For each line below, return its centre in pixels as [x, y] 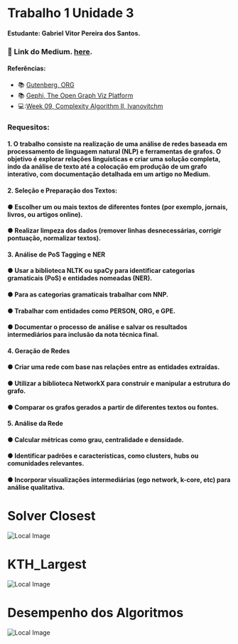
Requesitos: [28, 127]
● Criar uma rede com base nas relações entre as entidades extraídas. [114, 367]
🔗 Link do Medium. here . [50, 51]
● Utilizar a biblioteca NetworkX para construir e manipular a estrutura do [119, 383]
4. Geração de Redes [39, 350]
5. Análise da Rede [36, 424]
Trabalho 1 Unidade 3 [71, 13]
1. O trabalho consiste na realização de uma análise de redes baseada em [117, 144]
